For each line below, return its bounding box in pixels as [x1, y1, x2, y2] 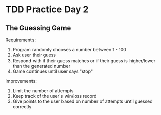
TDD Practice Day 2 [5, 4, 89, 15]
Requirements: [5, 37, 36, 43]
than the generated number [12, 63, 70, 69]
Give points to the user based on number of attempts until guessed [12, 98, 153, 104]
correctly [12, 104, 32, 109]
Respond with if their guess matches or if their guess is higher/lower [12, 57, 156, 64]
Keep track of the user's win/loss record [12, 93, 97, 99]
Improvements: [5, 78, 37, 84]
